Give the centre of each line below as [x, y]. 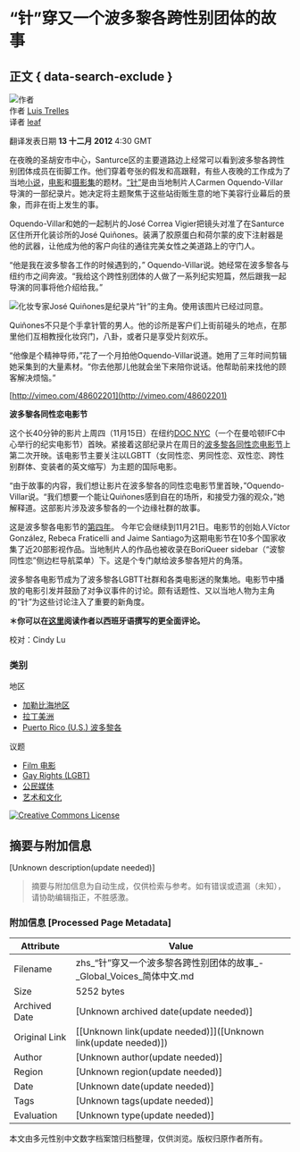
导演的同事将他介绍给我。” [56, 287]
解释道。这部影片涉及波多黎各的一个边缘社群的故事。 [107, 508]
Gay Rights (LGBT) [56, 776]
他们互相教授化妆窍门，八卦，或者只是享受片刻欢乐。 [114, 336]
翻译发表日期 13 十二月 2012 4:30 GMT [81, 141]
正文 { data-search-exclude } [91, 76]
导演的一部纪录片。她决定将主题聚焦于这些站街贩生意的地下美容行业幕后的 [146, 193]
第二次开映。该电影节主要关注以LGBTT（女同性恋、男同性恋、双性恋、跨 [143, 455]
